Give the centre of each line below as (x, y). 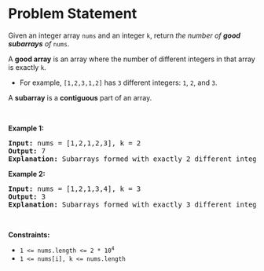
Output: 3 (27, 196)
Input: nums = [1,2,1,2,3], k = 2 (75, 143)
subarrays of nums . (39, 43)
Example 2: (27, 174)
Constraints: (29, 234)
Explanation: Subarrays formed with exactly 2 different (120, 159)
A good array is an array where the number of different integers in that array (132, 59)
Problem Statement (73, 14)
